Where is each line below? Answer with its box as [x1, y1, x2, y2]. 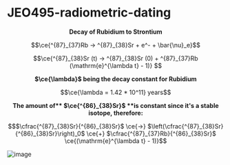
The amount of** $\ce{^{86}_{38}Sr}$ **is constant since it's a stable [12, 101, 219, 109]
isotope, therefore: [88, 109, 143, 117]
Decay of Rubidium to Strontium [68, 27, 163, 36]
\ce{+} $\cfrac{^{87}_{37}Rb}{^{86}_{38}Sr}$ [86, 129, 217, 137]
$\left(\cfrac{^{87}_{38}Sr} [147, 122, 224, 130]
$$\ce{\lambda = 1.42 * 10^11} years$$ [60, 88, 171, 96]
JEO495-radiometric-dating [7, 5, 171, 21]
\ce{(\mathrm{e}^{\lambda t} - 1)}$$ [64, 136, 167, 145]
